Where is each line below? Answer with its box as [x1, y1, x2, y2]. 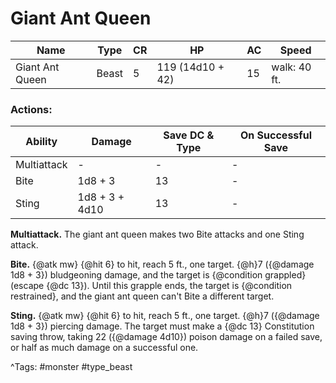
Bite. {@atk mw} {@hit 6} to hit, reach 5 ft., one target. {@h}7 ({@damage [10, 258, 315, 271]
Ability [25, 135, 58, 149]
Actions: [10, 102, 53, 116]
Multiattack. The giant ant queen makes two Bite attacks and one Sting [10, 228, 305, 241]
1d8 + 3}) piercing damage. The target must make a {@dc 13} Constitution [10, 320, 315, 332]
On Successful [240, 128, 312, 142]
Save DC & [163, 128, 215, 142]
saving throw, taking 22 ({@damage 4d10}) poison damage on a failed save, [10, 331, 323, 343]
